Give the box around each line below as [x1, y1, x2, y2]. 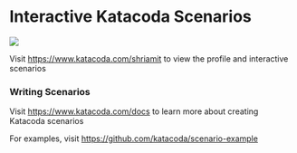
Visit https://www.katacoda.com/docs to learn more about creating [9, 106, 259, 117]
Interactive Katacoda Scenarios [9, 6, 252, 27]
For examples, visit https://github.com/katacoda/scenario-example [9, 133, 258, 144]
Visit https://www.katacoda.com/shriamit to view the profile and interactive [9, 53, 289, 64]
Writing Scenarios [9, 85, 91, 98]
